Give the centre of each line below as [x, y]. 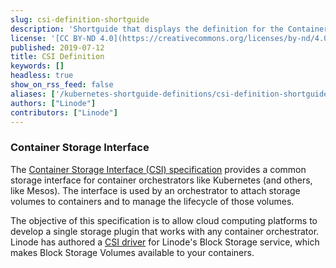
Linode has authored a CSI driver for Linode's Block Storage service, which [165, 242]
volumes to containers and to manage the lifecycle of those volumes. [152, 201]
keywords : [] [37, 66]
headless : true [42, 76]
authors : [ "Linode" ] [53, 103]
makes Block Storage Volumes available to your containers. [132, 252]
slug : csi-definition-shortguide [80, 19]
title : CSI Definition [57, 57]
